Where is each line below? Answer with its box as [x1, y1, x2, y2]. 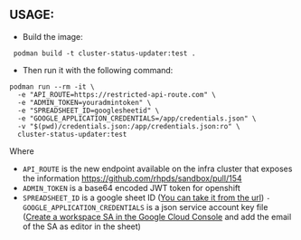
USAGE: [9, 7, 55, 23]
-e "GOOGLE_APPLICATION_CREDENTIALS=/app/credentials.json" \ [17, 113, 257, 123]
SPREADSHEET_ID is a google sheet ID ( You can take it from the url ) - [22, 192, 271, 203]
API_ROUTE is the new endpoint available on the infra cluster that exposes [22, 163, 293, 174]
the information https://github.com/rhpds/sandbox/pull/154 [22, 172, 242, 184]
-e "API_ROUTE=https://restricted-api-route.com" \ [17, 90, 217, 99]
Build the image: [22, 31, 83, 42]
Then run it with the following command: [22, 64, 174, 75]
